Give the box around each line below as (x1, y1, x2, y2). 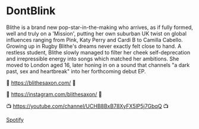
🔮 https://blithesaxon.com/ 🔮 (6, 79, 76, 86)
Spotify (6, 116, 24, 123)
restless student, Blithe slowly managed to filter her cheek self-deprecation (6, 49, 191, 56)
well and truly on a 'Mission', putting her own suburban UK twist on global (6, 30, 187, 37)
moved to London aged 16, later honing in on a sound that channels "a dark (6, 61, 190, 69)
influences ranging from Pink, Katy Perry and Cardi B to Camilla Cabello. (6, 36, 183, 43)
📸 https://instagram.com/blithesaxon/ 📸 (6, 91, 102, 98)
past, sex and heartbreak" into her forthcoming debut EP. (6, 67, 146, 75)
